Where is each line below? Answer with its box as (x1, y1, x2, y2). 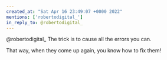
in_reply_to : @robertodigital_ (6, 19, 83, 25)
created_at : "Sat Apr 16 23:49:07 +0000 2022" (6, 8, 123, 15)
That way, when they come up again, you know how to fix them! (6, 47, 161, 54)
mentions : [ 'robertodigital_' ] (6, 14, 83, 20)
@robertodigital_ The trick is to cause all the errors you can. (6, 36, 152, 43)
